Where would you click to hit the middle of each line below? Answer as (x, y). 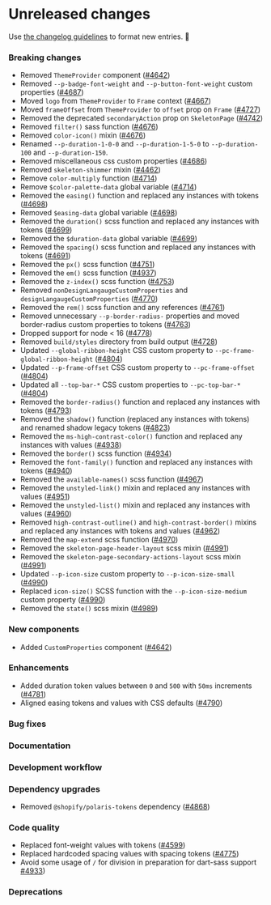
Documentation (40, 746)
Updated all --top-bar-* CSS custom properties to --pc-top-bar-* (130, 385)
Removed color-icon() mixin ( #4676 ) (83, 135)
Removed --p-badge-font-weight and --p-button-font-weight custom (136, 84)
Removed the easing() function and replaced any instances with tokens (139, 196)
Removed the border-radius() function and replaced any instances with (140, 402)
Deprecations (36, 892)
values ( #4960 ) (46, 514)
